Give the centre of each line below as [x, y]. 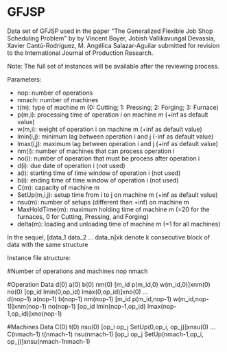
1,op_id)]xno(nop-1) [35, 314]
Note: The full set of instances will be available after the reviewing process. [113, 66]
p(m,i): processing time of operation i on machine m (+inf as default [112, 115]
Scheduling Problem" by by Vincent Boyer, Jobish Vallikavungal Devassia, [111, 38]
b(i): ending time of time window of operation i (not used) [98, 180]
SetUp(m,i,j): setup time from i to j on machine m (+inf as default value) [117, 195]
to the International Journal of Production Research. [80, 53]
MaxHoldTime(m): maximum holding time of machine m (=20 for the [113, 209]
